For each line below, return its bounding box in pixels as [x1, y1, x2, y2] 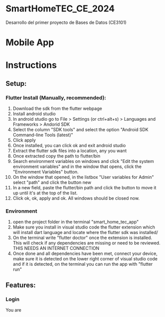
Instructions [5, 60, 57, 71]
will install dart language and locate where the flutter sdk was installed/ [12, 230, 158, 236]
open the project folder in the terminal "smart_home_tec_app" [12, 219, 139, 225]
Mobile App [5, 37, 54, 48]
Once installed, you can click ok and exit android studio [12, 143, 126, 148]
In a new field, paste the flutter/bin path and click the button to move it [12, 185, 157, 190]
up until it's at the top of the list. [12, 190, 78, 196]
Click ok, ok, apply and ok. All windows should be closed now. [12, 195, 140, 201]
